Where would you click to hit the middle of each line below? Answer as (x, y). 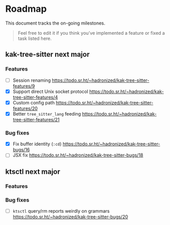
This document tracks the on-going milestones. (55, 23)
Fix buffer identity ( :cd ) (37, 144)
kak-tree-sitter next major (47, 54)
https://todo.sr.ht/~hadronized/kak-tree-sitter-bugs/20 (70, 217)
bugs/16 (21, 150)
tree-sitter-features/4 (35, 97)
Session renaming (32, 80)
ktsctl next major (33, 172)
